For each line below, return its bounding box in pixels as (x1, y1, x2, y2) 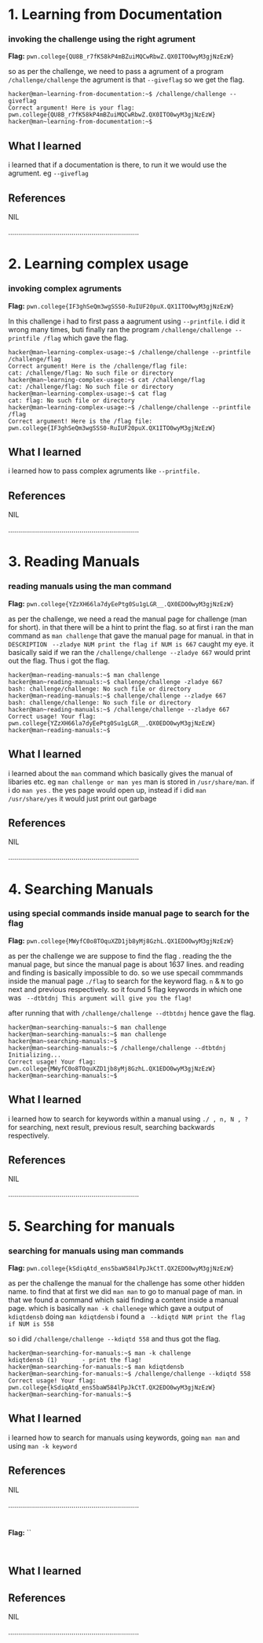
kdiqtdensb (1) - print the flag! (8, 1356, 143, 1364)
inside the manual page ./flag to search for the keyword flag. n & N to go (8, 976, 244, 986)
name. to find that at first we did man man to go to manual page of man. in (8, 1286, 243, 1296)
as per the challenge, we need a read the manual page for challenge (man (8, 614, 247, 624)
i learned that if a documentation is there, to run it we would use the (8, 160, 228, 170)
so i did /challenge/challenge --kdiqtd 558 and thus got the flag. (8, 1334, 221, 1343)
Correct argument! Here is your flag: (8, 104, 135, 112)
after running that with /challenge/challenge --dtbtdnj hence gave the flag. (8, 1008, 256, 1017)
